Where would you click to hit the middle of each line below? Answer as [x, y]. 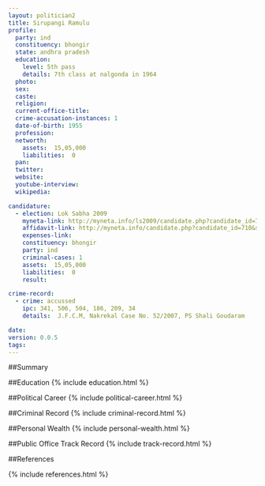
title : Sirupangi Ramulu [49, 23]
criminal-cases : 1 [52, 258]
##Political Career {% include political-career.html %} [95, 398]
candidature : [30, 206]
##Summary [28, 367]
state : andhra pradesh [52, 52]
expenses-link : [47, 235]
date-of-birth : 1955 [49, 126]
